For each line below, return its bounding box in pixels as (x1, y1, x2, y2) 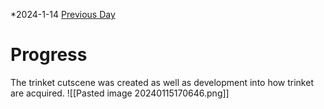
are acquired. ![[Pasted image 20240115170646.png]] (10, 87, 230, 99)
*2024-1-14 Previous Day (10, 9, 116, 20)
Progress (10, 44, 88, 66)
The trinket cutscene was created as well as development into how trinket (10, 76, 314, 88)
